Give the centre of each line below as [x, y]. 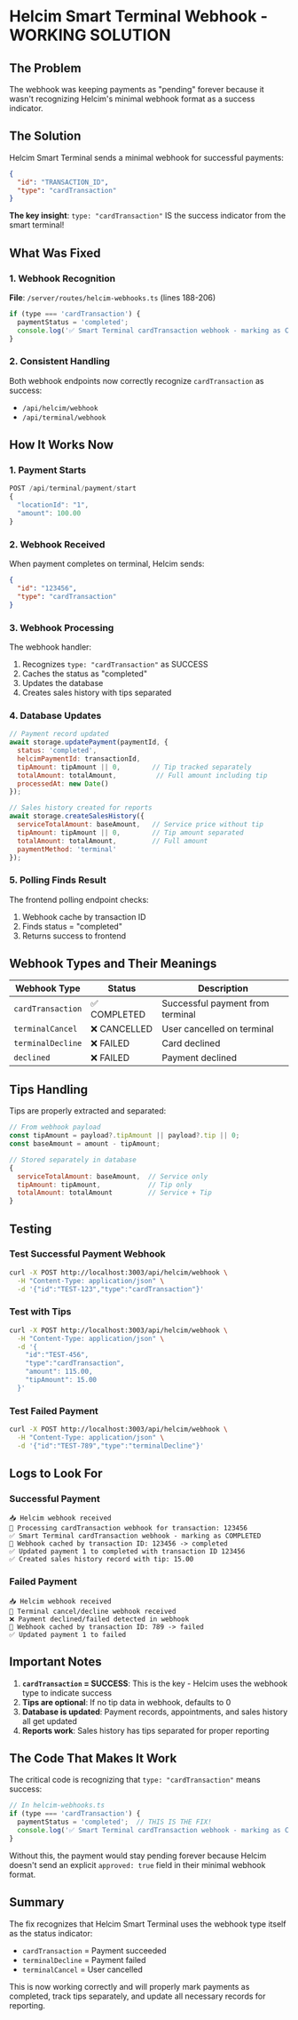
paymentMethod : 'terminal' [67, 849]
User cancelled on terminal [218, 1029]
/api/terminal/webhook [64, 418]
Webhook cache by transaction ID [84, 916]
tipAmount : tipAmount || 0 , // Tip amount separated [130, 833]
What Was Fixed [55, 253]
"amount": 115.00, [59, 1372]
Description [223, 988]
